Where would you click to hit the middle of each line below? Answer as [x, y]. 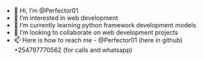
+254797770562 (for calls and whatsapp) [73, 50]
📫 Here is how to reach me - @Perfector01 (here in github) [98, 40]
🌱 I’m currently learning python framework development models [105, 25]
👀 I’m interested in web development [66, 18]
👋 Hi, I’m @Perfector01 [46, 11]
